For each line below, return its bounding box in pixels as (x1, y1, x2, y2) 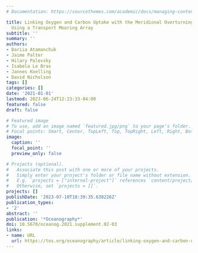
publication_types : (6, 199, 54, 205)
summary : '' (6, 36, 35, 42)
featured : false (6, 101, 46, 107)
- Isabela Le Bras (6, 63, 51, 69)
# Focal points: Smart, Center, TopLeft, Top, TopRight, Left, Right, (6, 129, 183, 134)
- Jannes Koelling (6, 68, 51, 74)
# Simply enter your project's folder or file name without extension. (6, 172, 192, 178)
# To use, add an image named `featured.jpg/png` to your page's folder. (6, 123, 192, 129)
